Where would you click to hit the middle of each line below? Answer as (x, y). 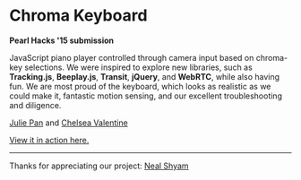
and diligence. (35, 105)
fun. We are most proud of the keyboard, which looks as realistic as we (140, 86)
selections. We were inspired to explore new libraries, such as (138, 67)
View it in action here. (49, 140)
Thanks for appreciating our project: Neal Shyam (99, 166)
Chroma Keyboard (78, 16)
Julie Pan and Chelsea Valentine (69, 123)
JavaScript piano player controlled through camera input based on (132, 57)
